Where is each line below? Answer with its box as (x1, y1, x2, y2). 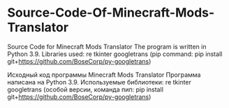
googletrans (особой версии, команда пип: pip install (7, 85, 164, 93)
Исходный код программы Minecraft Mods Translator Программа (7, 71, 201, 79)
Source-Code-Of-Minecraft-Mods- (7, 5, 215, 21)
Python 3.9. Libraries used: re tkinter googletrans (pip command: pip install (7, 50, 223, 58)
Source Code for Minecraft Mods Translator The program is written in (7, 42, 207, 51)
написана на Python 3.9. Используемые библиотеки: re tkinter (7, 78, 192, 86)
